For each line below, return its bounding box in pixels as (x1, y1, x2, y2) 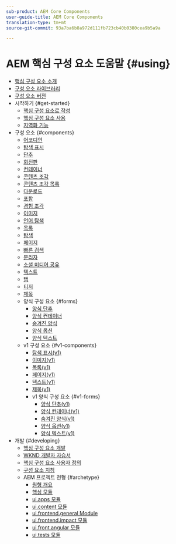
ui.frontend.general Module (32, 510, 98, 517)
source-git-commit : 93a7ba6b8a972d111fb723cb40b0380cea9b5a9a (6, 25, 161, 31)
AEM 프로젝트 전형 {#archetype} (23, 474, 100, 481)
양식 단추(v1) (40, 400, 70, 408)
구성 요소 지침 (23, 467, 55, 474)
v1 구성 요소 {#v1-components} (23, 342, 97, 349)
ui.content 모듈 (32, 503, 67, 511)
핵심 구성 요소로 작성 (23, 107, 71, 114)
